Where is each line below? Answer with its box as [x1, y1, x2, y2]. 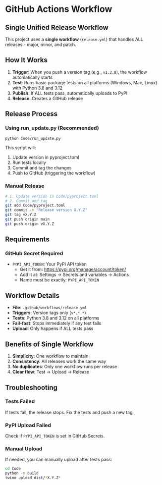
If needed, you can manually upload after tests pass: [5, 457, 112, 463]
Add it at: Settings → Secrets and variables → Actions [19, 271, 129, 278]
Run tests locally [12, 160, 46, 165]
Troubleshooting [5, 383, 58, 392]
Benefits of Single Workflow [5, 340, 94, 348]
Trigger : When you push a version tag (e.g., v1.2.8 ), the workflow [12, 69, 147, 75]
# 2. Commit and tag [5, 198, 48, 204]
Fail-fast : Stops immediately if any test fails [12, 321, 102, 326]
